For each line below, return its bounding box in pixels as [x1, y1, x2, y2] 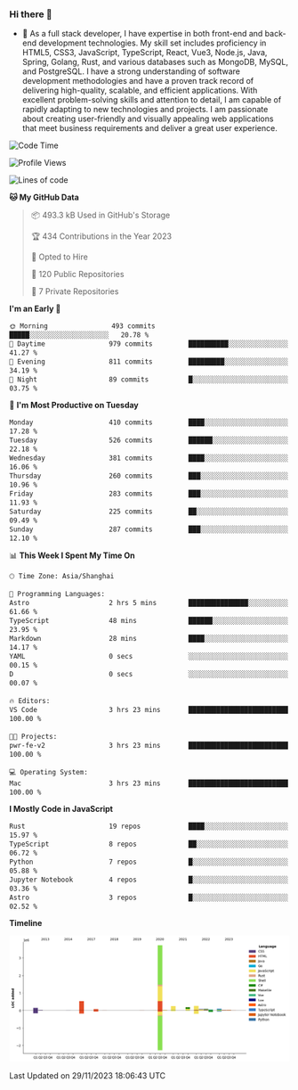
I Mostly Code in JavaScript [9, 804, 114, 815]
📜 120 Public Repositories [30, 269, 125, 280]
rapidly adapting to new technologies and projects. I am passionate [21, 104, 269, 115]
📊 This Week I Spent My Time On [9, 550, 135, 561]
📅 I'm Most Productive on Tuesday [9, 400, 140, 411]
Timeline [9, 918, 43, 929]
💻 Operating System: [9, 768, 89, 777]
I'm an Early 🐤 [9, 303, 61, 315]
